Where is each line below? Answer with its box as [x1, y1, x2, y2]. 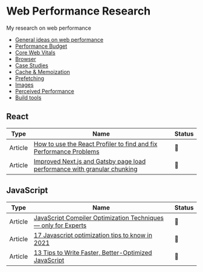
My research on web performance [6, 24, 92, 32]
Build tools [14, 94, 42, 101]
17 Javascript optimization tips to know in [33, 231, 153, 239]
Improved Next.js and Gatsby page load [33, 157, 146, 165]
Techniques [130, 213, 164, 222]
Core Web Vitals [14, 48, 56, 56]
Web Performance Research [6, 4, 151, 18]
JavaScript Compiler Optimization [33, 213, 129, 222]
